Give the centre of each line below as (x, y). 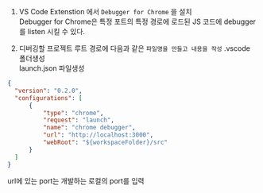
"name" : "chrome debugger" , (89, 128)
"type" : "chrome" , (73, 113)
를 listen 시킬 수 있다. (52, 31)
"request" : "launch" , (78, 120)
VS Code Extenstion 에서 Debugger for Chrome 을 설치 (105, 12)
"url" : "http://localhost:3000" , (98, 135)
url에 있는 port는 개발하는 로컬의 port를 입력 (76, 180)
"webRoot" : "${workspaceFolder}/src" (105, 142)
